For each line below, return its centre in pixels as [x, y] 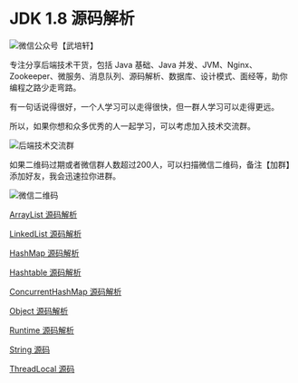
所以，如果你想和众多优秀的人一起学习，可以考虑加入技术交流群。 [132, 126]
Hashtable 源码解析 [45, 272]
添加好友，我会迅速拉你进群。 [65, 176]
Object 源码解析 [39, 310]
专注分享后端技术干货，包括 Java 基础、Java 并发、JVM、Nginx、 [134, 64]
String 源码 [30, 349]
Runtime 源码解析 [42, 330]
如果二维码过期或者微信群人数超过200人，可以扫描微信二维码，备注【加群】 [152, 164]
